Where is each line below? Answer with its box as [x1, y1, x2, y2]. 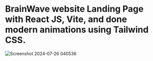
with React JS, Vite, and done [5, 14, 127, 25]
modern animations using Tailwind [5, 24, 149, 35]
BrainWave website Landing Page [5, 3, 144, 15]
